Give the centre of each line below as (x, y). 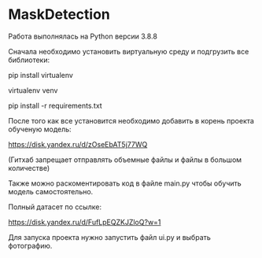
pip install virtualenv (41, 75)
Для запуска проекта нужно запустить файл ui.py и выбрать (109, 237)
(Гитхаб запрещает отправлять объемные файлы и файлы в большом (125, 160)
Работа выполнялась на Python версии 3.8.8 (83, 36)
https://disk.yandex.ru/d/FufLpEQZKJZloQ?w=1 (85, 222)
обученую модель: (40, 129)
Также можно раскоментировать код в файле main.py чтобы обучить (125, 183)
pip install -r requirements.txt (55, 105)
